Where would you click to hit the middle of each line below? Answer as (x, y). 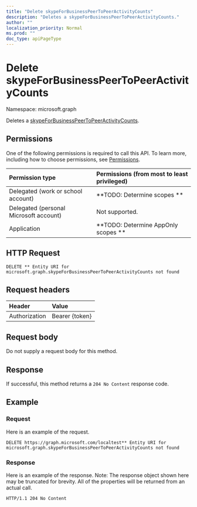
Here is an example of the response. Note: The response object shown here (98, 475)
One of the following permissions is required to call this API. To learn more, (96, 153)
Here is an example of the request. (48, 432)
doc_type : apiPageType (34, 39)
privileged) (112, 181)
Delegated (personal (37, 208)
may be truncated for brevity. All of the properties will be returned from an (96, 481)
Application (25, 229)
